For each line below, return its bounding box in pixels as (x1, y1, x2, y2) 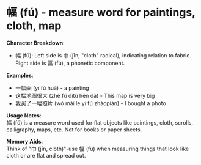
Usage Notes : (6, 111, 42, 119)
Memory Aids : (6, 137, 43, 145)
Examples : (6, 71, 34, 79)
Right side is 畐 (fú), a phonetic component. (15, 59, 125, 67)
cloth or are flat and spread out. (6, 152, 86, 159)
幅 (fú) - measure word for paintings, (6, 5, 196, 20)
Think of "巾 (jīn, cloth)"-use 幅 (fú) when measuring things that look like (6, 145, 189, 152)
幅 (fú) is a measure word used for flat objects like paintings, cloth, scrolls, (6, 119, 194, 126)
